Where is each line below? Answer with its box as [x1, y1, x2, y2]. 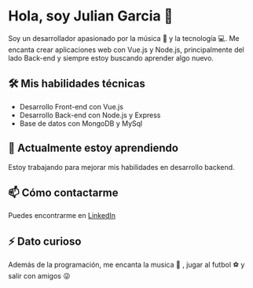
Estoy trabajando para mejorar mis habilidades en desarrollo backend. [8, 162, 235, 172]
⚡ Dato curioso [8, 234, 82, 248]
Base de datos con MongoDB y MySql [19, 118, 143, 128]
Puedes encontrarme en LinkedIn [8, 211, 116, 220]
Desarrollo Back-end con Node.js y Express [19, 110, 161, 120]
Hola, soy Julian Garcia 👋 [8, 7, 174, 25]
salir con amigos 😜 [8, 271, 71, 281]
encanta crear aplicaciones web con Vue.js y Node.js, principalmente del [8, 45, 245, 54]
